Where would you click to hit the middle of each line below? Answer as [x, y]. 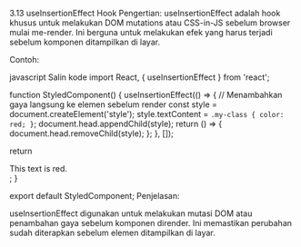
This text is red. [39, 168]
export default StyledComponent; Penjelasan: [95, 196]
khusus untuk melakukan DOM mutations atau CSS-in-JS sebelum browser [150, 23]
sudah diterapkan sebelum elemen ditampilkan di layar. [112, 232]
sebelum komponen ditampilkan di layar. [85, 42]
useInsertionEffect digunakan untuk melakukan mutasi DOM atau [131, 213]
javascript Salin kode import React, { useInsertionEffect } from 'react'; [140, 77]
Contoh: [25, 59]
